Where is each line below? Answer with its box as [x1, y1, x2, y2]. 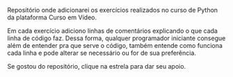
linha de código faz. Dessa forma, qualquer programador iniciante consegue [7, 34, 226, 42]
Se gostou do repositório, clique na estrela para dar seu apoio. [7, 62, 186, 70]
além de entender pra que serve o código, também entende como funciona [7, 42, 223, 49]
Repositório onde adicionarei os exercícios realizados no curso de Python [7, 6, 218, 14]
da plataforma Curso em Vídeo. [7, 13, 97, 22]
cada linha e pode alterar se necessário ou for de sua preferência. [7, 49, 197, 57]
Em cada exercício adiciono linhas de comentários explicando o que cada [7, 27, 218, 35]
